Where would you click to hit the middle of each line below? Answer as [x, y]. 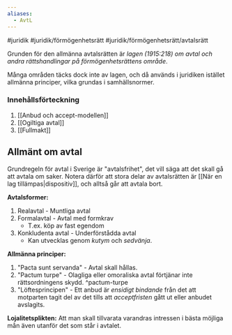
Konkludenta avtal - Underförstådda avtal [77, 233]
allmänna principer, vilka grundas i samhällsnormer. [81, 82]
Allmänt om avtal [45, 152]
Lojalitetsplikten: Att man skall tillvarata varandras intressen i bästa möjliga [115, 318]
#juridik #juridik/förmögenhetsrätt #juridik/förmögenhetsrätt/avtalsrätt [108, 40]
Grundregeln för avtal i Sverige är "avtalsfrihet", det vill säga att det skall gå [116, 169]
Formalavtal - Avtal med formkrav [65, 218]
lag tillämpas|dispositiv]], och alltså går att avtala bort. [85, 184]
